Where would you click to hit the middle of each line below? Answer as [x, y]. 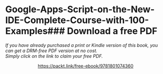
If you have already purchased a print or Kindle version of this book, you [81, 45]
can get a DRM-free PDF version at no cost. [51, 51]
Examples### [35, 31]
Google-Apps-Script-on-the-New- [80, 9]
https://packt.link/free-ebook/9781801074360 [86, 66]
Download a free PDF [112, 31]
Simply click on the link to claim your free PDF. [54, 56]
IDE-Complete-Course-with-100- [77, 20]
